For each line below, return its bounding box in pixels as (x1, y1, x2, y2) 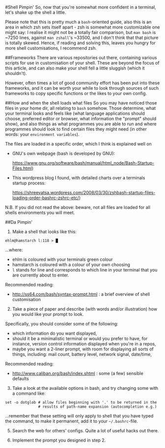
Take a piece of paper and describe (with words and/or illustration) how (12, 306, 158, 312)
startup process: (12, 180, 46, 186)
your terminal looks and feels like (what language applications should (5, 110, 145, 116)
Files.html (12, 165, 32, 171)
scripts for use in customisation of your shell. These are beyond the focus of (5, 60, 160, 66)
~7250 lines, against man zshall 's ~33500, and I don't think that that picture (5, 34, 159, 40)
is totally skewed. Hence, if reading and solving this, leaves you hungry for (5, 40, 156, 46)
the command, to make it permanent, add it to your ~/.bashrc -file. (5, 418, 138, 424)
